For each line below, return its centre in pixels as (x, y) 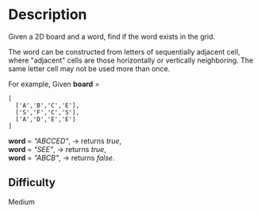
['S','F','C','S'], (48, 112)
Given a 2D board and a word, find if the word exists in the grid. (112, 36)
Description (48, 15)
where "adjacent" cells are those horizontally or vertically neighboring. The (131, 60)
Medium (22, 202)
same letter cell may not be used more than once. (89, 68)
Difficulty (32, 183)
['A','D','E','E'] (46, 119)
